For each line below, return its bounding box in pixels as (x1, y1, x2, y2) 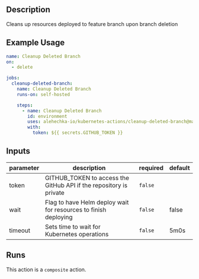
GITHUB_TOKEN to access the (45, 174, 129, 182)
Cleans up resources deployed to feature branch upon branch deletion (6, 20, 178, 27)
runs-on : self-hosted (17, 91, 70, 97)
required (139, 163, 164, 172)
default (169, 163, 190, 172)
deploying (45, 213, 73, 221)
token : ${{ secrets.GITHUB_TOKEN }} (32, 130, 123, 136)
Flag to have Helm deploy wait (45, 198, 129, 206)
